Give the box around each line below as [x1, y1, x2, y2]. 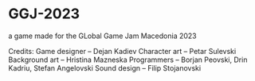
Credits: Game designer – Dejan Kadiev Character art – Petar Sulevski [8, 46, 237, 56]
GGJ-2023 [8, 5, 80, 23]
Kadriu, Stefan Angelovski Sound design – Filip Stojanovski [8, 63, 202, 72]
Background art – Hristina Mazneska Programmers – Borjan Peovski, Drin [8, 55, 248, 64]
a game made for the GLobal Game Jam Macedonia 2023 [8, 31, 197, 40]
